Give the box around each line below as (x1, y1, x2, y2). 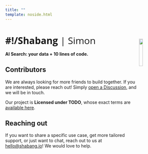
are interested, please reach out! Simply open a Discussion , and (5, 84, 136, 90)
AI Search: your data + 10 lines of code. (5, 51, 88, 57)
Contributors (5, 66, 46, 74)
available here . (5, 104, 35, 110)
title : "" (5, 7, 26, 13)
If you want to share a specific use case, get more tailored (5, 132, 125, 138)
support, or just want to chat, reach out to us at (5, 137, 102, 143)
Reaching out (5, 119, 47, 127)
